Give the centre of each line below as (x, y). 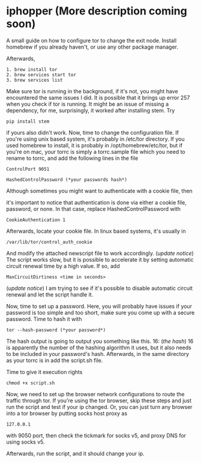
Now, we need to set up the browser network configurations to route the (95, 394)
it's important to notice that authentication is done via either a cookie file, (97, 202)
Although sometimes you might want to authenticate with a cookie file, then (100, 191)
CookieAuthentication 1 (36, 220)
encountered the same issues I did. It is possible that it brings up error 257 (98, 97)
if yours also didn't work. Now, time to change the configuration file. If (92, 132)
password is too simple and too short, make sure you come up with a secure (100, 312)
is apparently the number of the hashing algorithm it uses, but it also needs (99, 348)
